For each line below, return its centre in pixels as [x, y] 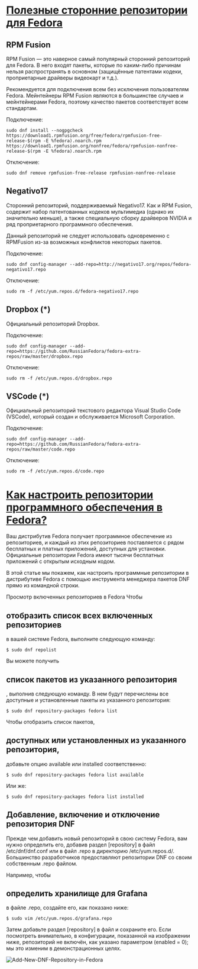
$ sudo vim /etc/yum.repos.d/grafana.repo [59, 919]
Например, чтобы [29, 875]
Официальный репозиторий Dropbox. [53, 324]
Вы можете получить [33, 661]
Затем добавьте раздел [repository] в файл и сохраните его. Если [89, 929]
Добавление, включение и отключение [83, 815]
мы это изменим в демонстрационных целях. [64, 948]
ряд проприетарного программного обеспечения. [70, 224]
